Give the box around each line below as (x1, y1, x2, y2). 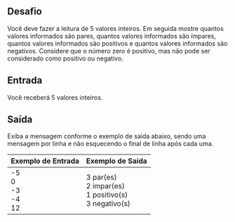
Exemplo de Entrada (11, 156, 79, 166)
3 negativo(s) (86, 199, 131, 209)
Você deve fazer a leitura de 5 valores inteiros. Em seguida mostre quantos (7, 24, 224, 32)
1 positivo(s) (86, 190, 128, 200)
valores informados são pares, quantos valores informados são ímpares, (7, 32, 216, 40)
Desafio (7, 6, 42, 18)
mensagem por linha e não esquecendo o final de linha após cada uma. (7, 140, 214, 148)
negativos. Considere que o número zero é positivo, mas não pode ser (7, 46, 210, 55)
